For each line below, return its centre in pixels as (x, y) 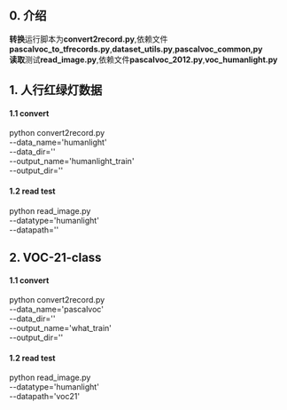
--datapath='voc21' (45, 397)
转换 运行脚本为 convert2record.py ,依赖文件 (89, 39)
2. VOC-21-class (55, 257)
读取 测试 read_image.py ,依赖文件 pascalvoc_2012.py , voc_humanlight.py (143, 59)
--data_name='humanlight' (58, 142)
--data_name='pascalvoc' (57, 310)
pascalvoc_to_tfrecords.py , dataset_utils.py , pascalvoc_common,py (136, 49)
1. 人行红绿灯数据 (56, 90)
